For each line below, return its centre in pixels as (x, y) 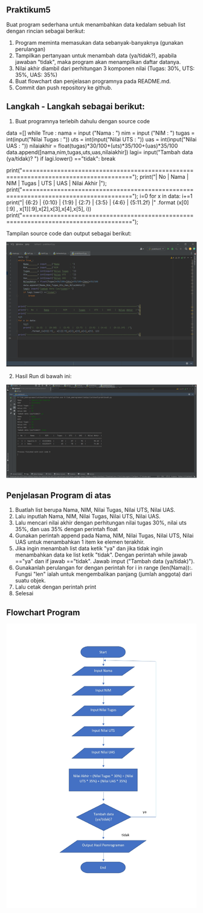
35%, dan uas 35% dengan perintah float (66, 529)
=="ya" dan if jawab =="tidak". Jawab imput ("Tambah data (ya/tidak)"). (105, 561)
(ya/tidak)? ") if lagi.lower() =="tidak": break (61, 158)
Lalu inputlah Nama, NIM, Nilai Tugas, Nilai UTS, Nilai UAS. (88, 517)
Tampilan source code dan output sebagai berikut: (69, 233)
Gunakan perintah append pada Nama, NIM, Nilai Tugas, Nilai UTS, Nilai (104, 536)
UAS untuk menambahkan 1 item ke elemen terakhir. (80, 542)
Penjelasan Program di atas (59, 495)
